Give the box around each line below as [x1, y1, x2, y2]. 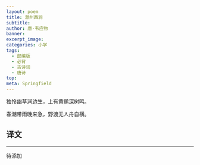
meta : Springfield [6, 81, 52, 87]
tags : [6, 48, 20, 54]
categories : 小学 [6, 42, 48, 48]
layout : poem [6, 8, 39, 15]
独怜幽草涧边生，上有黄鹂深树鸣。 [6, 98, 90, 105]
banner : [6, 31, 26, 37]
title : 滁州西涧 [6, 14, 43, 20]
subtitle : [6, 20, 31, 26]
